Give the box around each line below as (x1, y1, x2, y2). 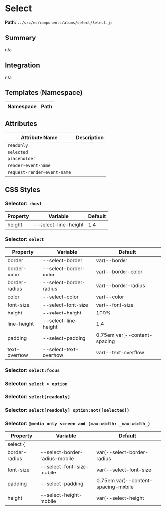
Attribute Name (20, 134, 58, 141)
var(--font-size (96, 302, 134, 309)
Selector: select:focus (5, 367, 60, 374)
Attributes (5, 119, 37, 128)
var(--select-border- (96, 449, 149, 456)
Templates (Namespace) (5, 88, 83, 97)
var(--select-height (96, 495, 144, 502)
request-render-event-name (7, 170, 71, 175)
